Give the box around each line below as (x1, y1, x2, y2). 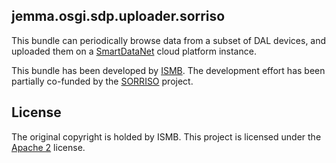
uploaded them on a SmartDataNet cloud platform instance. (11, 45, 257, 57)
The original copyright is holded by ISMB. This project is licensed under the (11, 130, 322, 143)
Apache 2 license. (11, 141, 86, 153)
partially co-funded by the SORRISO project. (11, 75, 194, 87)
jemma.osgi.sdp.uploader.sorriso (11, 8, 226, 25)
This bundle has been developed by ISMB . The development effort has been (11, 64, 326, 76)
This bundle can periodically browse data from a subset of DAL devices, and (11, 34, 327, 46)
